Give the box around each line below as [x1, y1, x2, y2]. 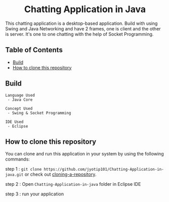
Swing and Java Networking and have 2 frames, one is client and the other [5, 25, 161, 31]
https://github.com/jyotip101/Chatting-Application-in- [44, 167, 164, 172]
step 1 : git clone [5, 166, 42, 172]
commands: [5, 156, 30, 163]
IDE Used [5, 119, 24, 125]
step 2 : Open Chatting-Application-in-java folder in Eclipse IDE [5, 181, 141, 187]
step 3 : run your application [5, 191, 64, 197]
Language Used [5, 93, 35, 98]
